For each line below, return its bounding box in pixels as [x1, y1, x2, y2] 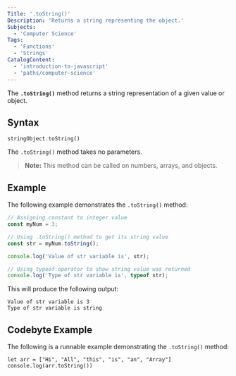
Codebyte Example [7, 324, 93, 336]
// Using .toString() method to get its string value [7, 234, 169, 241]
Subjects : [7, 23, 37, 30]
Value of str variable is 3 [7, 298, 90, 305]
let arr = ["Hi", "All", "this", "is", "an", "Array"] [7, 356, 172, 363]
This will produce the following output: [7, 285, 118, 293]
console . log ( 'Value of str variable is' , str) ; [7, 253, 150, 260]
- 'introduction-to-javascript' [13, 63, 109, 70]
